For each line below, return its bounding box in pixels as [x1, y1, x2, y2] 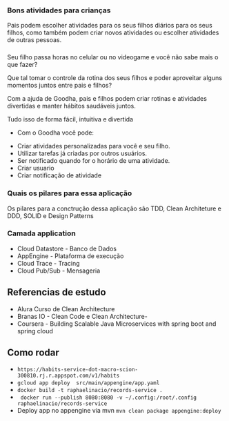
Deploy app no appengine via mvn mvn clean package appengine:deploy [17, 407, 221, 415]
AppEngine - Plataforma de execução [17, 251, 124, 260]
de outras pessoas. [7, 36, 62, 44]
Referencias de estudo [7, 286, 106, 298]
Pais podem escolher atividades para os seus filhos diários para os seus [7, 21, 212, 30]
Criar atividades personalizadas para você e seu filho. [17, 142, 170, 150]
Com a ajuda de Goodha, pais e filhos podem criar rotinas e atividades [7, 95, 207, 103]
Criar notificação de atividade [17, 171, 102, 179]
